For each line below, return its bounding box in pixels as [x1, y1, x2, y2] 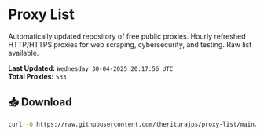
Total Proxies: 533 [8, 72, 67, 81]
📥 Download [8, 96, 72, 109]
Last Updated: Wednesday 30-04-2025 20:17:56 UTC [8, 63, 174, 72]
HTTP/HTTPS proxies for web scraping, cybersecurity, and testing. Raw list [8, 39, 252, 49]
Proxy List [8, 6, 75, 24]
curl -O [8, 120, 34, 128]
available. [8, 48, 39, 57]
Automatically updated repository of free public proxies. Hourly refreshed [8, 31, 246, 41]
